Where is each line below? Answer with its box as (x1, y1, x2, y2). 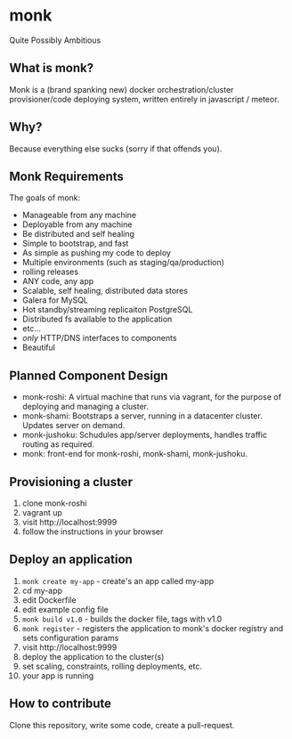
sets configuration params (21, 632, 119, 643)
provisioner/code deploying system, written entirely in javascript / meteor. (9, 93, 280, 104)
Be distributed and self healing (21, 229, 135, 240)
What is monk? (9, 61, 94, 76)
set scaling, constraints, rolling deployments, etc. (21, 661, 203, 671)
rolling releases (21, 266, 78, 277)
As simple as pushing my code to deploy (21, 248, 172, 258)
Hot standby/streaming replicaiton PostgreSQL (21, 305, 193, 315)
